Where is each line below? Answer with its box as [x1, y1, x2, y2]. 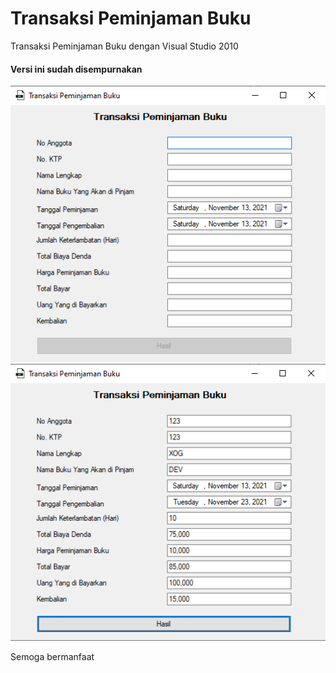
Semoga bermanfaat [10, 650, 95, 662]
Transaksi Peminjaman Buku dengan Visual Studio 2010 [10, 40, 239, 52]
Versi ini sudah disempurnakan [10, 63, 143, 75]
